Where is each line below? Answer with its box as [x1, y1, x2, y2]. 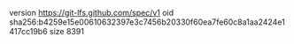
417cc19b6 [9, 26, 48, 36]
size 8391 [49, 26, 84, 36]
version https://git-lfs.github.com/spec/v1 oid [9, 8, 174, 18]
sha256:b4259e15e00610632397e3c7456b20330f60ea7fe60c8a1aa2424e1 [9, 17, 285, 27]
